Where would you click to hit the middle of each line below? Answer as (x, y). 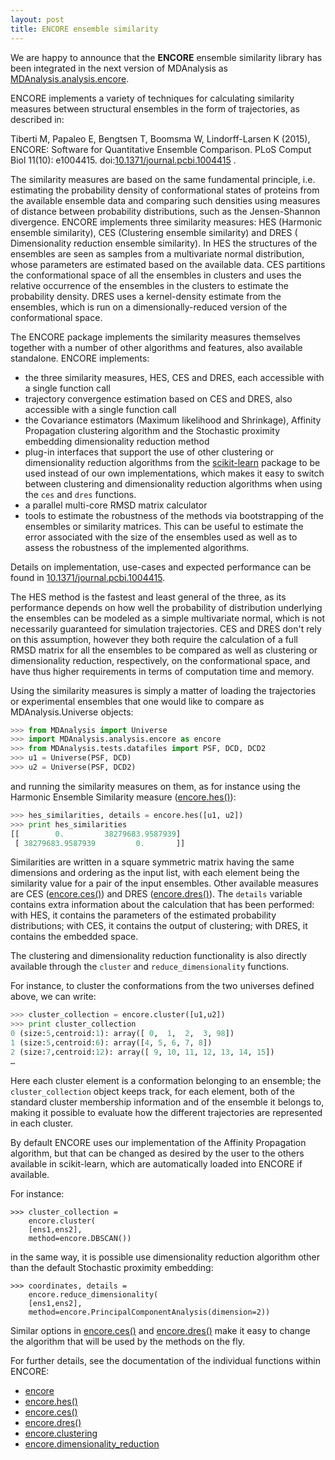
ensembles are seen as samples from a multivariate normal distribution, (157, 253)
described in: (37, 119)
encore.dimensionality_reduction (92, 1443)
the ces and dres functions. (80, 494)
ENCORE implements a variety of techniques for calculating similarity (152, 98)
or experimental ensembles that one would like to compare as (137, 701)
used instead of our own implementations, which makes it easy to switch (174, 473)
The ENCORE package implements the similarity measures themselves (155, 337)
